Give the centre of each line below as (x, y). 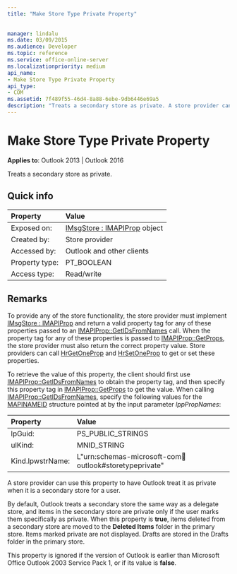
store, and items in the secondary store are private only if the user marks (113, 512)
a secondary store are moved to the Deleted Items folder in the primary (111, 527)
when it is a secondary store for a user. (64, 491)
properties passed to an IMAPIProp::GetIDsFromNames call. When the (109, 331)
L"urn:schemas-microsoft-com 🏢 (131, 457)
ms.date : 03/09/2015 (38, 40)
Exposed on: (31, 228)
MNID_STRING (101, 446)
